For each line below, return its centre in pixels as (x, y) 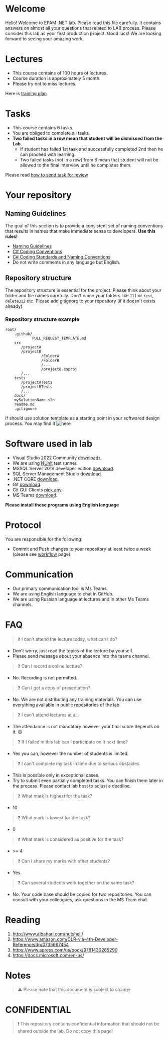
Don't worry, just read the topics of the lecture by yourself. (73, 651)
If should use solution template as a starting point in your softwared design (82, 418)
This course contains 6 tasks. (43, 127)
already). (15, 306)
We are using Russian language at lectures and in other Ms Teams (81, 599)
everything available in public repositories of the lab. (67, 705)
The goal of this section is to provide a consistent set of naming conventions (84, 226)
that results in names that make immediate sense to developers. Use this (80, 231)
